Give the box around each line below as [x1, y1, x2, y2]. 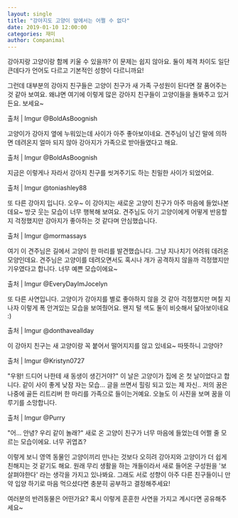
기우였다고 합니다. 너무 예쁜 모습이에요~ [7, 265, 119, 273]
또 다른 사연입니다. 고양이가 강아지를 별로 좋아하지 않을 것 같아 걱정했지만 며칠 [7, 295, 224, 303]
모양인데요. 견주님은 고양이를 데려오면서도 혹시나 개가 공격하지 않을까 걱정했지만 [7, 255, 229, 264]
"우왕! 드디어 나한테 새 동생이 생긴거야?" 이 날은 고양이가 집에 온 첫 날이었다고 [7, 371, 222, 381]
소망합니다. [26, 398, 58, 407]
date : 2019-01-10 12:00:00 [7, 23, 87, 31]
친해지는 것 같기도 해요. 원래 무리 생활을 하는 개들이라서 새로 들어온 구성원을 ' [7, 462, 222, 470]
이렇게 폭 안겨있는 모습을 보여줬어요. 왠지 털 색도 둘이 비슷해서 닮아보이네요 [20, 304, 229, 312]
